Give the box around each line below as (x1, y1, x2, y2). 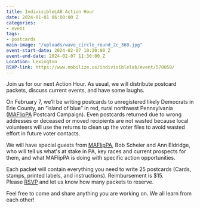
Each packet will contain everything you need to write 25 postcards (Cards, (6, 166, 192, 173)
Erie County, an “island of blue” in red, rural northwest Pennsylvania (6, 105, 173, 112)
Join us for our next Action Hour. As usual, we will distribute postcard (6, 80, 177, 88)
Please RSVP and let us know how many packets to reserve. (6, 178, 154, 185)
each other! (6, 196, 35, 203)
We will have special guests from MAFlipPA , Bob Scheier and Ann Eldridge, (6, 141, 191, 149)
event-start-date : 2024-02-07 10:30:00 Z (6, 48, 111, 54)
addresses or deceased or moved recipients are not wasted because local (6, 117, 189, 125)
